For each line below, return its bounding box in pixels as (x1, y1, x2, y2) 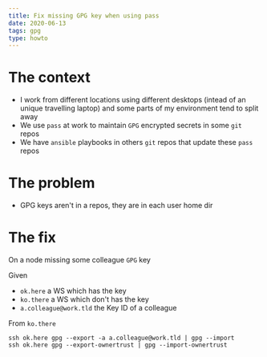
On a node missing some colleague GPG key (8, 255, 151, 265)
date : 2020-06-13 (8, 19, 67, 27)
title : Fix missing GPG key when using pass (8, 11, 160, 20)
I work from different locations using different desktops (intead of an (19, 95, 246, 105)
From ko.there (8, 319, 56, 328)
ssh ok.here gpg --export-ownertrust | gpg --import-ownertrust (8, 341, 228, 349)
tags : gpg (8, 26, 42, 34)
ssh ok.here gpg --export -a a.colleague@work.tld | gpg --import (8, 334, 235, 343)
